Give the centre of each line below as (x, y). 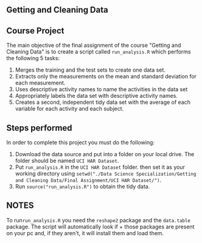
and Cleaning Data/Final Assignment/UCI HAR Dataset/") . (88, 180)
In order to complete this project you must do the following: (81, 143)
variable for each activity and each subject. (69, 109)
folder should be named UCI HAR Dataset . (67, 161)
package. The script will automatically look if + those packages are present (100, 227)
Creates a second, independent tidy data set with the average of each (103, 102)
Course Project (36, 31)
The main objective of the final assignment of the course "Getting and (94, 46)
